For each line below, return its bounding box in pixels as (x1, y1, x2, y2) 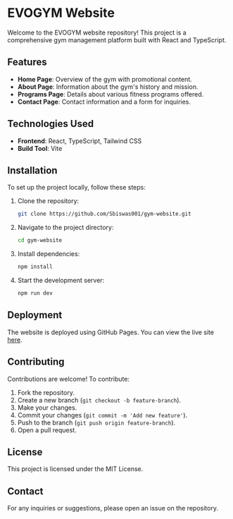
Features (7, 56, 47, 68)
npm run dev (17, 290, 53, 297)
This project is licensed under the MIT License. (7, 465, 144, 473)
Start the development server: (17, 276, 105, 284)
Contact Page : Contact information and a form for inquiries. (17, 97, 191, 106)
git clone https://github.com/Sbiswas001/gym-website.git (17, 210, 191, 218)
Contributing (7, 356, 65, 368)
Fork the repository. (17, 388, 75, 396)
